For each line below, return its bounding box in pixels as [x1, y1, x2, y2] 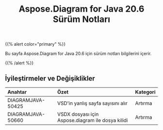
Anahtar [7, 89, 27, 95]
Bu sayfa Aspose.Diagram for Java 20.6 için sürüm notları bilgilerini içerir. [5, 51, 152, 56]
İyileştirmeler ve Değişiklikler [5, 74, 96, 82]
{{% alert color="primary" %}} [5, 41, 66, 47]
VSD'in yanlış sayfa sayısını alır [57, 100, 128, 107]
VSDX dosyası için [57, 111, 99, 117]
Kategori [135, 89, 156, 95]
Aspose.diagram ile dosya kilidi [57, 117, 128, 124]
